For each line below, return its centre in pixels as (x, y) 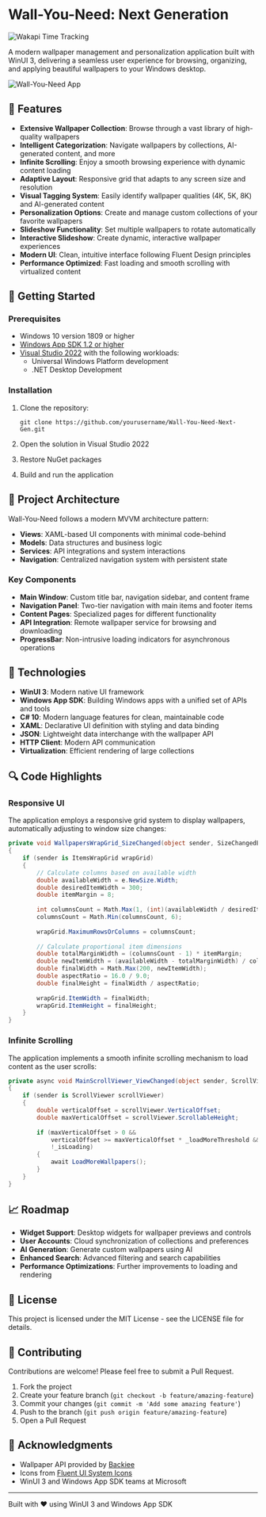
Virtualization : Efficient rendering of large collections (107, 750)
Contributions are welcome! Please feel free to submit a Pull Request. (121, 1371)
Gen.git (32, 429)
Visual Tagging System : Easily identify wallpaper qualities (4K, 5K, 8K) (135, 195)
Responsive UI (36, 803)
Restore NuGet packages (61, 459)
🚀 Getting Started (52, 296)
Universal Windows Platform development (100, 362)
